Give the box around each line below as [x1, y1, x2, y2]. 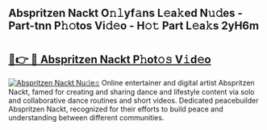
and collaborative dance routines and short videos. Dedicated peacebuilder [8, 96, 260, 105]
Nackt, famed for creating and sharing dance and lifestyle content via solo [8, 87, 256, 96]
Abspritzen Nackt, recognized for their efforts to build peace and [8, 104, 223, 114]
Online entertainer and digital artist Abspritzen [101, 78, 256, 87]
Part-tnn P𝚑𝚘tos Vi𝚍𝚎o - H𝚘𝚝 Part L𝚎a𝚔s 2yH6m [8, 19, 260, 33]
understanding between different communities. [8, 113, 165, 122]
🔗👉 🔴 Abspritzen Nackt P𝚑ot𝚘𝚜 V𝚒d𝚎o [8, 52, 211, 66]
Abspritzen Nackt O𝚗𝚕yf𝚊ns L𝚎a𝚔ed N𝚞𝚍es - [8, 6, 244, 20]
